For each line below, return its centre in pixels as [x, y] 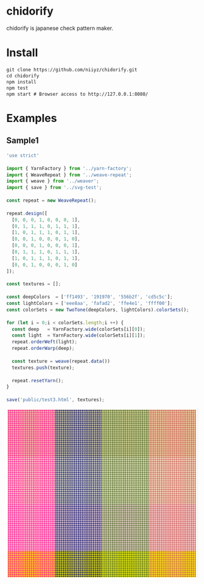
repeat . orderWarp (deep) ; [43, 349]
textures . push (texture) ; [43, 368]
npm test [17, 88]
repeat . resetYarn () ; [38, 380]
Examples [32, 119]
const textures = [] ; [34, 284]
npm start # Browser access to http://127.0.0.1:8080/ [77, 94]
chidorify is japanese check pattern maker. [60, 28]
